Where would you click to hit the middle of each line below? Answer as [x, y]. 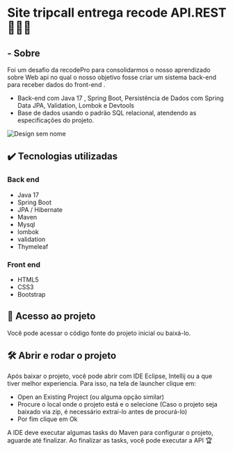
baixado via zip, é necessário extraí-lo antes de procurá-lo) [102, 411]
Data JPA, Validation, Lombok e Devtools [75, 105]
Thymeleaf [33, 246]
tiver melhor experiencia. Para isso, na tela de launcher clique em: [102, 383]
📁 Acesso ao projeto [51, 317]
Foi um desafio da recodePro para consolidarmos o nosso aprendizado [109, 70]
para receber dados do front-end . [56, 84]
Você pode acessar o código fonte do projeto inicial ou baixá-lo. [99, 333]
